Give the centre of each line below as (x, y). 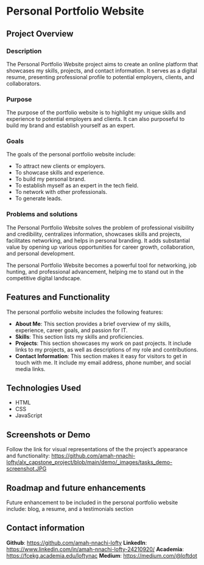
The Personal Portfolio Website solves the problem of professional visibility (100, 227)
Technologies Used (44, 388)
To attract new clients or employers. (60, 166)
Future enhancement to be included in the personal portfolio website (92, 502)
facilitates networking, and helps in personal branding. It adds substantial (98, 240)
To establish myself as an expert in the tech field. (77, 185)
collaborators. (24, 83)
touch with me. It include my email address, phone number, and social (103, 362)
